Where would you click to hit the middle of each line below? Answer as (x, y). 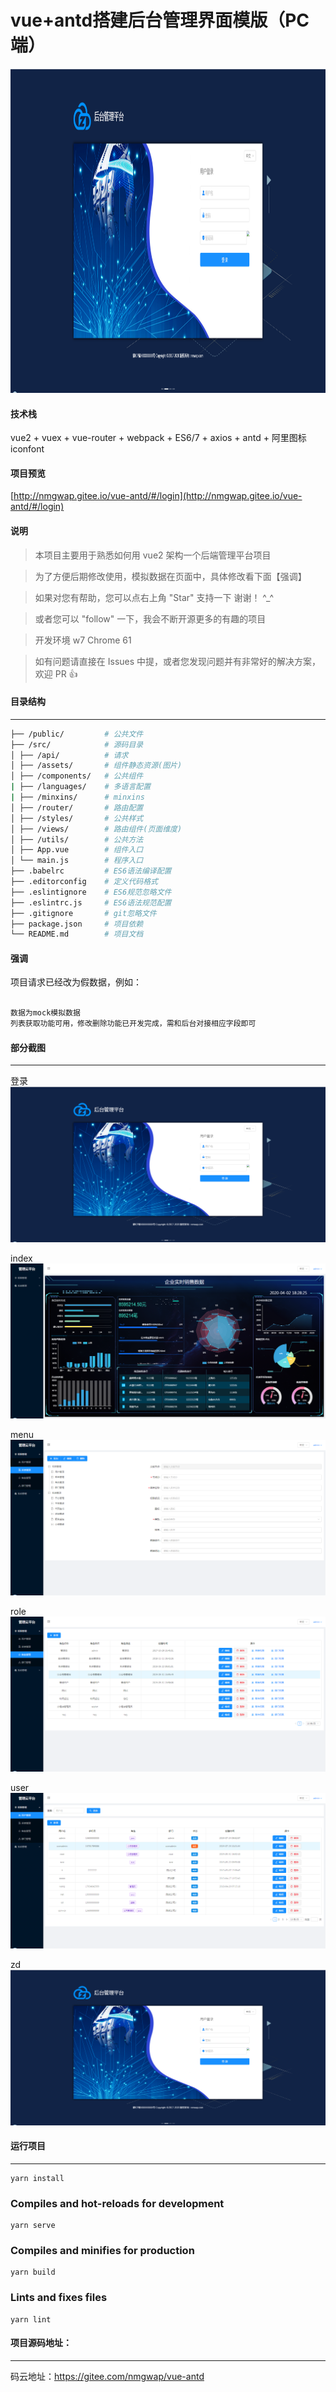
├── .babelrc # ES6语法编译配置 (91, 871)
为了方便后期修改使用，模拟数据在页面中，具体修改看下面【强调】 (170, 576)
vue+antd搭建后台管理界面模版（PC (160, 20)
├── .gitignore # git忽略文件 (83, 913)
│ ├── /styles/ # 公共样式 (77, 818)
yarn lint (31, 2319)
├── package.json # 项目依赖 (77, 924)
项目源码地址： (41, 2343)
